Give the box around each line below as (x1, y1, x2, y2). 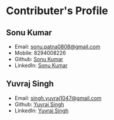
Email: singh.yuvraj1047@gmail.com (14, 94, 102, 101)
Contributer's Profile (6, 4, 108, 18)
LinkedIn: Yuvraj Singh (14, 107, 69, 114)
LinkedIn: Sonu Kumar (14, 62, 68, 69)
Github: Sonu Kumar (14, 56, 63, 62)
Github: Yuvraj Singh (14, 101, 64, 108)
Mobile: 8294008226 (14, 49, 66, 56)
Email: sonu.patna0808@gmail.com (14, 43, 101, 50)
